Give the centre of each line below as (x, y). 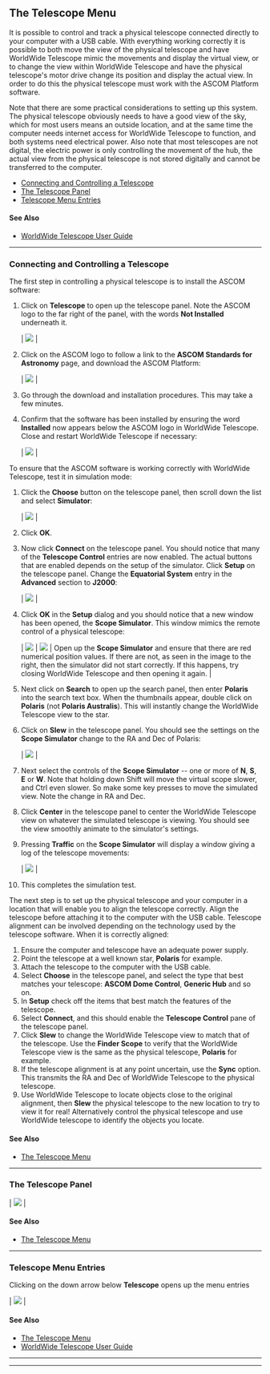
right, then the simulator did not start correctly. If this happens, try (130, 665)
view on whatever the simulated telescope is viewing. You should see (135, 820)
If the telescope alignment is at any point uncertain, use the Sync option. (141, 1070)
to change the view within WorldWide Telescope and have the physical (126, 66)
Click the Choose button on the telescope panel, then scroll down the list (141, 493)
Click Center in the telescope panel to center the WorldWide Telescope (139, 812)
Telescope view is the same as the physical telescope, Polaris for (129, 1052)
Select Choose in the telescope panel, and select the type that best (132, 976)
